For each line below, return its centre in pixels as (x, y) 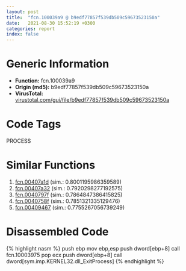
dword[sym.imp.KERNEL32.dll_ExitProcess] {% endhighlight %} (85, 261)
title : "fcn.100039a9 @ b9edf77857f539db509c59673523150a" (83, 17)
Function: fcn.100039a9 (45, 81)
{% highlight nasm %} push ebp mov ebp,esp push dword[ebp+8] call (93, 248)
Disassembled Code (57, 232)
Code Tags (34, 124)
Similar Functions (51, 165)
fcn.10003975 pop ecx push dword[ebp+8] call (64, 255)
